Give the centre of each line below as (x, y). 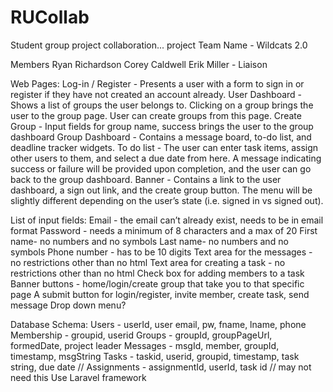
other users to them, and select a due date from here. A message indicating (166, 158)
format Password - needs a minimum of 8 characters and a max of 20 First (164, 230)
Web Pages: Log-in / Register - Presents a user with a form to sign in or (157, 83)
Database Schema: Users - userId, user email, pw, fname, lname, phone (158, 324)
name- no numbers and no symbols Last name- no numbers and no (149, 241)
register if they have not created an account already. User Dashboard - (156, 94)
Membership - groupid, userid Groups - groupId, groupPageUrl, (141, 335)
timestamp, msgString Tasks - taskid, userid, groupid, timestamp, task (155, 356)
